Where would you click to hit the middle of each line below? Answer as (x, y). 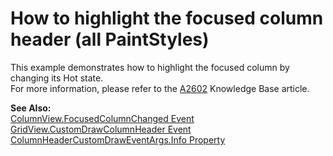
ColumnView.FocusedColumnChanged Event (102, 118)
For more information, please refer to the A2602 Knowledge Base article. (160, 88)
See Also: (31, 108)
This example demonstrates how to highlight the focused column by (150, 67)
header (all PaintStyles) (110, 39)
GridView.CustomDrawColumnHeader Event (101, 129)
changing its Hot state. (57, 78)
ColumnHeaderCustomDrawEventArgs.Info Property (118, 139)
